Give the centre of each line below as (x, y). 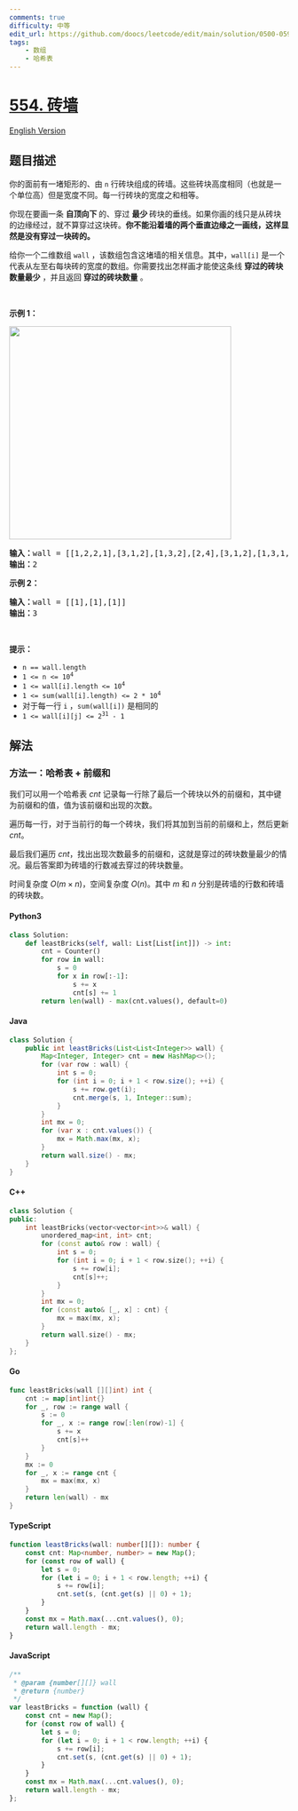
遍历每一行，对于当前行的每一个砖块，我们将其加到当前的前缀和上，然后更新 (149, 824)
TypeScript (30, 1526)
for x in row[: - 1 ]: (92, 977)
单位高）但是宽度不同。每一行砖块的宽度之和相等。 (110, 195)
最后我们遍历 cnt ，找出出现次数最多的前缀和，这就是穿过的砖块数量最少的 (144, 854)
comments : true (37, 17)
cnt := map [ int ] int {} (65, 1398)
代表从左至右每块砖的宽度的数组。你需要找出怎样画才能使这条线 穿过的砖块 (146, 266)
